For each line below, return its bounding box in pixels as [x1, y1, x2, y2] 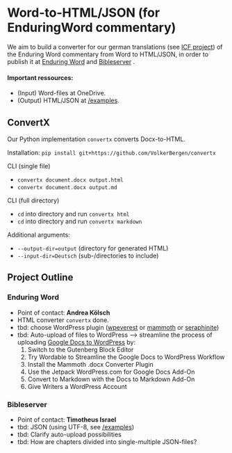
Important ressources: [7, 73, 74, 81]
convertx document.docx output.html [17, 176, 124, 184]
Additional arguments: [7, 230, 71, 239]
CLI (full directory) [7, 196, 60, 205]
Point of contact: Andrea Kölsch [17, 308, 110, 317]
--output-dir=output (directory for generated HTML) [17, 244, 169, 252]
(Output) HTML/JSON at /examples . [17, 96, 119, 105]
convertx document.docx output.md [17, 184, 117, 191]
